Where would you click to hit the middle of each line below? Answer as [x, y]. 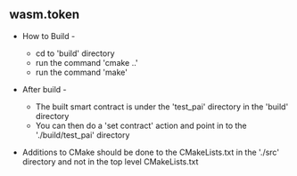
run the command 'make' [81, 72]
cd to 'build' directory [75, 53]
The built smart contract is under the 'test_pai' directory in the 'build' [162, 107]
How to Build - [49, 36]
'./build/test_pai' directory [82, 135]
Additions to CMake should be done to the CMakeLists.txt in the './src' [150, 152]
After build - [44, 89]
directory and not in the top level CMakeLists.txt [110, 161]
